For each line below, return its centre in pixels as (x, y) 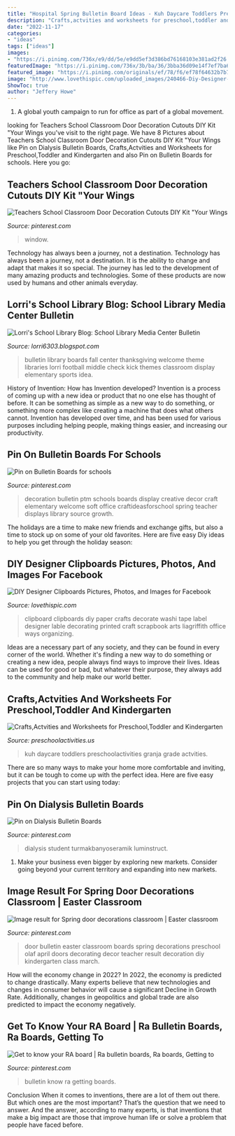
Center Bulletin (41, 316)
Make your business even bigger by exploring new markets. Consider (117, 862)
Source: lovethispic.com (42, 605)
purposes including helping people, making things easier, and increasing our (117, 425)
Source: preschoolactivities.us (51, 741)
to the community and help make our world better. (79, 677)
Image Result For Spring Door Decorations (101, 891)
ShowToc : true (28, 85)
